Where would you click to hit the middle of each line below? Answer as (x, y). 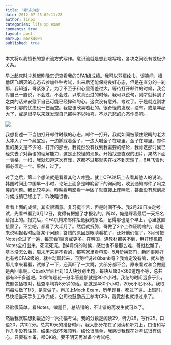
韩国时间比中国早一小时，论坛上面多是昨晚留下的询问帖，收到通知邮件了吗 (83, 183)
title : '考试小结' (23, 10)
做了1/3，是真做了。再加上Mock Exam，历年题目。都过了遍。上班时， (92, 290)
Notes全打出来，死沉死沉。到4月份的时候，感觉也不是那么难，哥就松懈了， (84, 245)
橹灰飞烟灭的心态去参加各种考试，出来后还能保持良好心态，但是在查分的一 (83, 82)
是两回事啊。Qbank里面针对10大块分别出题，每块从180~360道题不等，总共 (84, 270)
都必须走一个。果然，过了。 (34, 166)
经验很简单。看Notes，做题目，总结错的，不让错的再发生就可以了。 (76, 307)
